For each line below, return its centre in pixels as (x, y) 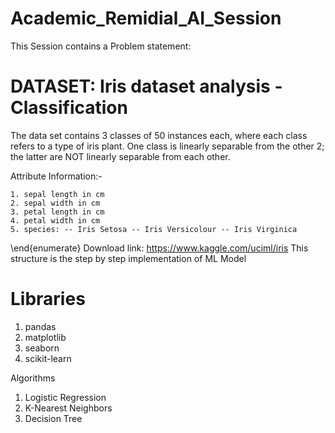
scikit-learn (48, 358)
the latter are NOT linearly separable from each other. (120, 156)
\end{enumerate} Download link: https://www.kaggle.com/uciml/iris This (159, 248)
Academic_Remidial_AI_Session (146, 18)
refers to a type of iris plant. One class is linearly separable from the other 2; (167, 146)
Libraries (48, 299)
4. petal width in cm (55, 220)
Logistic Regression (65, 397)
